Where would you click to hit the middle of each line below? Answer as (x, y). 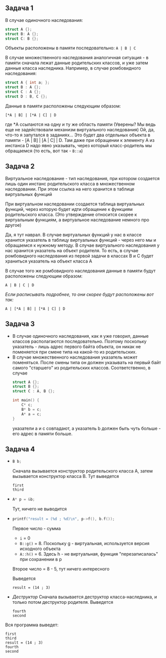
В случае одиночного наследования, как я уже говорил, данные (80, 336)
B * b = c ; (31, 409)
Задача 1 (19, 8)
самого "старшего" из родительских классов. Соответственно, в (81, 368)
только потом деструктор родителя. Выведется (63, 602)
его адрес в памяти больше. (42, 433)
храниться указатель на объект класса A (49, 261)
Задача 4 (20, 449)
